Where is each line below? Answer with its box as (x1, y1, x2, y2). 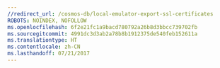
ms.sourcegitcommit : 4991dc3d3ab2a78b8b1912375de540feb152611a (7, 30, 198, 38)
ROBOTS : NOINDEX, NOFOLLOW (7, 17, 87, 24)
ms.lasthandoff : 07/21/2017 (7, 50, 91, 57)
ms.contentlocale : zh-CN (7, 43, 81, 50)
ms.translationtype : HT (7, 37, 78, 44)
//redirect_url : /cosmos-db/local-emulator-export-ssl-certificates (7, 10, 214, 18)
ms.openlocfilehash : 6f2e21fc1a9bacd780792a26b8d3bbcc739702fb (7, 23, 198, 30)
